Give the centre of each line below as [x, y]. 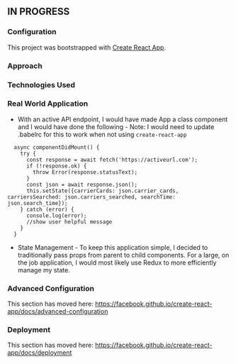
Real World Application [48, 104]
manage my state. [44, 270]
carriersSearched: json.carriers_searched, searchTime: [91, 197]
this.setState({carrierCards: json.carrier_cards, [102, 191]
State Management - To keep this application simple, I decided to [113, 247]
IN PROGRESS [39, 12]
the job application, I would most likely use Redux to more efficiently [117, 263]
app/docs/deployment [40, 353]
